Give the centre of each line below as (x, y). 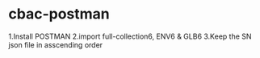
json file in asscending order (56, 44)
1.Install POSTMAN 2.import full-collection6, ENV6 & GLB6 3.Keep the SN (130, 36)
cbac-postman (59, 14)
